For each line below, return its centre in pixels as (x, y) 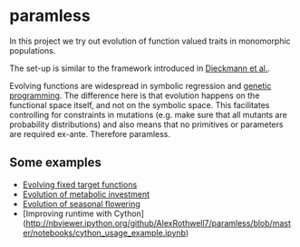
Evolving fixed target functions (80, 184)
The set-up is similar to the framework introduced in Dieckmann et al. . (140, 68)
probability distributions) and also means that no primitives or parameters (146, 124)
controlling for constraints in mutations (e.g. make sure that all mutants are (148, 114)
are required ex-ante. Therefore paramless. (90, 133)
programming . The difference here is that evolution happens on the (135, 95)
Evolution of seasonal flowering (81, 203)
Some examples (56, 163)
